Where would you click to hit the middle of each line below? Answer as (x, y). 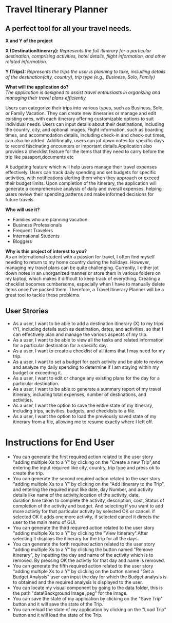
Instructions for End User (60, 442)
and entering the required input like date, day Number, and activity (83, 489)
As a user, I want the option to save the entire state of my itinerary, (83, 405)
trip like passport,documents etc (40, 157)
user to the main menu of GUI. (45, 522)
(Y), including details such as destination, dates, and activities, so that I (88, 329)
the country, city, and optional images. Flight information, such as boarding (85, 130)
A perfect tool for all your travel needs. (69, 29)
